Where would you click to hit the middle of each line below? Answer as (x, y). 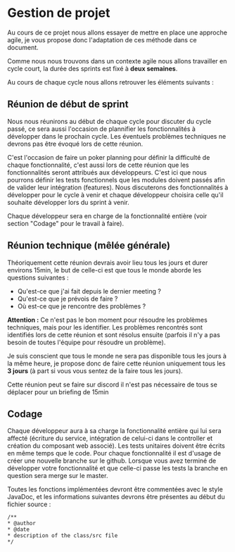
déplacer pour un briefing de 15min (58, 391)
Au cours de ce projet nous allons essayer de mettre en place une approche (117, 32)
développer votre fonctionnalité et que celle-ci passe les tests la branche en (118, 468)
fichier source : (29, 504)
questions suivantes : (38, 277)
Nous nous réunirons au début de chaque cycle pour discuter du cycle (109, 121)
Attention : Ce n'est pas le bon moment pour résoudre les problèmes (107, 320)
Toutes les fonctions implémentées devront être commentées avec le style (115, 489)
